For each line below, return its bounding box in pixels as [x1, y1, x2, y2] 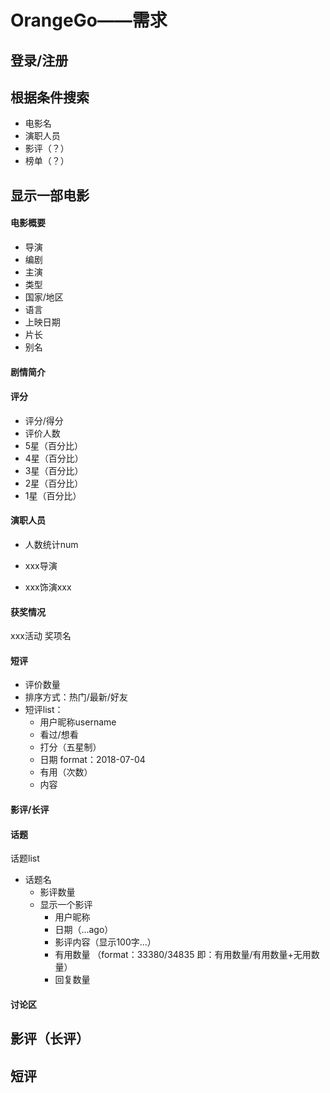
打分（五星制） [39, 741, 102, 753]
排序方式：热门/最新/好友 [24, 691, 128, 703]
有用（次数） [39, 766, 93, 778]
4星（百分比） [24, 452, 84, 464]
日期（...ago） [54, 924, 114, 936]
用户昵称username [39, 716, 117, 728]
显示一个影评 [39, 899, 93, 911]
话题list [10, 852, 40, 865]
